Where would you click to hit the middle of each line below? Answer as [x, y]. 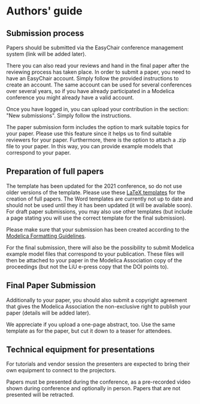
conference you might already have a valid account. [70, 98]
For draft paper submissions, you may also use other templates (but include [99, 211]
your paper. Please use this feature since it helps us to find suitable [89, 134]
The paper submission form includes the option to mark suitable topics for [98, 127]
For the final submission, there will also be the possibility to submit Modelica [100, 247]
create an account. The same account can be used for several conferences [99, 85]
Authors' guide [44, 11]
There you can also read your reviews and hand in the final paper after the [98, 65]
